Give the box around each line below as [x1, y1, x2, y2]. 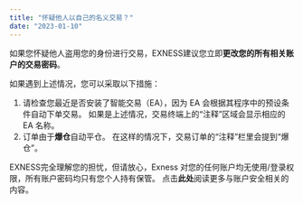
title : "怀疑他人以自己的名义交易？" [9, 13, 134, 23]
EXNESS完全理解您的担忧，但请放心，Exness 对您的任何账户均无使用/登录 [9, 161, 287, 172]
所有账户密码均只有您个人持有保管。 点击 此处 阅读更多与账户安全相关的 [24, 172, 289, 183]
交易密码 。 [24, 59, 65, 69]
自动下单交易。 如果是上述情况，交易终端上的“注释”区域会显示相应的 [30, 108, 287, 119]
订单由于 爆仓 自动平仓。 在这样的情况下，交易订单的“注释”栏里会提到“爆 [22, 131, 289, 142]
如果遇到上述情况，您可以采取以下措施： [9, 78, 160, 88]
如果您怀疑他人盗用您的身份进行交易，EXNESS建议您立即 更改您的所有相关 [9, 47, 287, 59]
